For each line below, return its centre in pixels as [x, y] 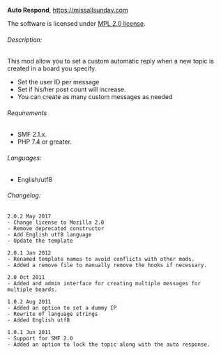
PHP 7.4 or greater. [44, 142]
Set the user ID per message [58, 82]
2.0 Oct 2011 [26, 277]
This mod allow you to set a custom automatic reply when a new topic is [110, 61]
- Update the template [40, 241]
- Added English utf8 [39, 320]
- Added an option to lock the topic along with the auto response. [109, 345]
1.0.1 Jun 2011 [29, 332]
